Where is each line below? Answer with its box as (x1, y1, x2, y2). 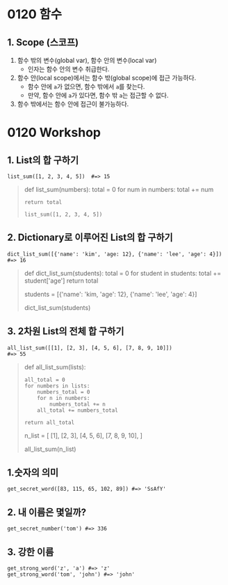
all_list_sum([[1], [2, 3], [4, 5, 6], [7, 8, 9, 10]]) (7, 344, 172, 351)
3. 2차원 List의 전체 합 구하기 (7, 325, 124, 337)
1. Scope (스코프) (7, 36, 79, 48)
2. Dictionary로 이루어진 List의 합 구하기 (7, 232, 173, 244)
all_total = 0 (24, 376, 65, 383)
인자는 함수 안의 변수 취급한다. (27, 65, 110, 73)
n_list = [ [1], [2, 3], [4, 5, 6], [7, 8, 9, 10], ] (24, 431, 142, 440)
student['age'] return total (24, 276, 99, 285)
